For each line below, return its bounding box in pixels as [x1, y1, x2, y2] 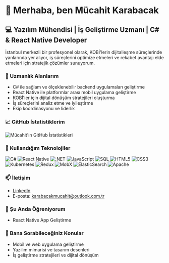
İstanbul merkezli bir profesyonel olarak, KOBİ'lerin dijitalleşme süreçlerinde [5, 49, 162, 55]
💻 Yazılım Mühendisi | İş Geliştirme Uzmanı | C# [5, 25, 159, 34]
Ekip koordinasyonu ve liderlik [12, 106, 75, 112]
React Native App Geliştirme [12, 217, 72, 223]
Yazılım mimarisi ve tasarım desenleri [12, 246, 90, 252]
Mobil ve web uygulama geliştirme [12, 241, 84, 247]
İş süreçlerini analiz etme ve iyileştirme [12, 100, 93, 106]
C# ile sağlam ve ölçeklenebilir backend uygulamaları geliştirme [12, 84, 145, 90]
